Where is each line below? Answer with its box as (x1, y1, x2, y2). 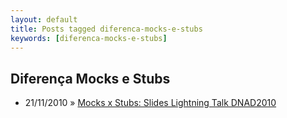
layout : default (10, 14, 78, 25)
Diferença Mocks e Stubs (10, 70, 171, 87)
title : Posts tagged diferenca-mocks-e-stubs (10, 24, 203, 34)
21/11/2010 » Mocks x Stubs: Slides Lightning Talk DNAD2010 (24, 97, 277, 109)
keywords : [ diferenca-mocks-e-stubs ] (10, 33, 168, 43)
